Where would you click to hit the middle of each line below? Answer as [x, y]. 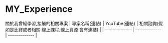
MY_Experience [39, 9]
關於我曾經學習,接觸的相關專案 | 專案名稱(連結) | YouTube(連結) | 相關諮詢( [82, 23]
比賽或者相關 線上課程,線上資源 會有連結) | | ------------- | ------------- [88, 29]
